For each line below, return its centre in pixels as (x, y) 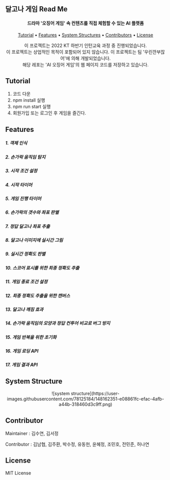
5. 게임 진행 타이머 (23, 198)
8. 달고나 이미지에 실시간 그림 (34, 240)
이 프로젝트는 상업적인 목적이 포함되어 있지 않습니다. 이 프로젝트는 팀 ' (75, 52)
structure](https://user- (95, 394)
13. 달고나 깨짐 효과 (24, 309)
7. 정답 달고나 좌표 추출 (27, 226)
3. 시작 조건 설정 (21, 171)
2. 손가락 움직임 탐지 (25, 157)
